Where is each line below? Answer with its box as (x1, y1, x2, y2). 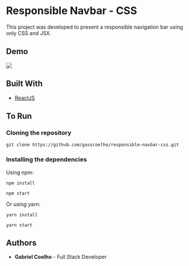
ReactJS (14, 94, 35, 101)
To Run (6, 111, 32, 121)
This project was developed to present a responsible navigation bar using (6, 23, 183, 30)
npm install (6, 180, 35, 186)
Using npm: (6, 168, 34, 176)
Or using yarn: (6, 201, 41, 208)
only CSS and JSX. (6, 29, 51, 36)
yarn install (6, 212, 38, 217)
